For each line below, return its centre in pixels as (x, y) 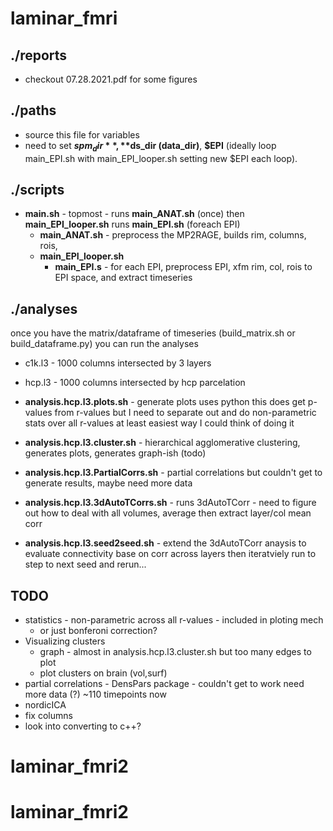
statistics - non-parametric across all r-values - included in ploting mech (174, 620)
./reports (39, 55)
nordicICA (45, 705)
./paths (33, 110)
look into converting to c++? (83, 726)
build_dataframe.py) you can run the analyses (104, 344)
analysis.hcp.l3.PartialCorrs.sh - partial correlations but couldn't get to (173, 473)
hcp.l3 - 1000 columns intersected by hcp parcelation (135, 383)
